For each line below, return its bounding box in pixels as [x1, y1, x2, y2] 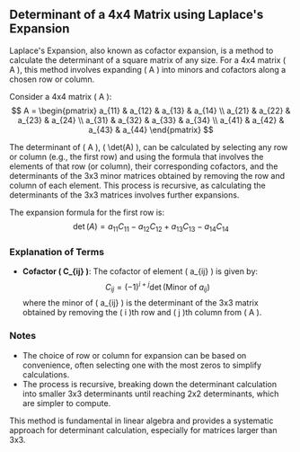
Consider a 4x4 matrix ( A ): [9, 91, 112, 102]
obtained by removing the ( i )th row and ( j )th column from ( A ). [22, 307, 262, 318]
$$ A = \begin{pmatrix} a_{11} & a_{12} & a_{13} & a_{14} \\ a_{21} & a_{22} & [11, 105, 291, 116]
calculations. [22, 368, 70, 380]
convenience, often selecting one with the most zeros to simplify [22, 359, 262, 370]
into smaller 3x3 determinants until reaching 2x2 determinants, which [22, 388, 279, 399]
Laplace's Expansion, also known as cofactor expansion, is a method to [9, 45, 274, 56]
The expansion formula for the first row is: [9, 207, 164, 217]
